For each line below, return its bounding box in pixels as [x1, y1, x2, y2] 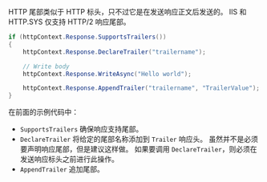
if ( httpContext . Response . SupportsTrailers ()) [8, 33, 167, 41]
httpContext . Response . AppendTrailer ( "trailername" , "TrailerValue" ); [22, 84, 261, 92]
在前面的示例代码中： [8, 107, 79, 117]
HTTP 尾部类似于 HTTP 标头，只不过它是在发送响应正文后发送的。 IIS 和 [8, 7, 247, 16]
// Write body [22, 63, 70, 71]
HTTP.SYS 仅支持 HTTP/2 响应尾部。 [8, 17, 131, 26]
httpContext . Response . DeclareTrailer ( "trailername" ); [22, 47, 206, 56]
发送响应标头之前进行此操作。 [19, 155, 119, 164]
